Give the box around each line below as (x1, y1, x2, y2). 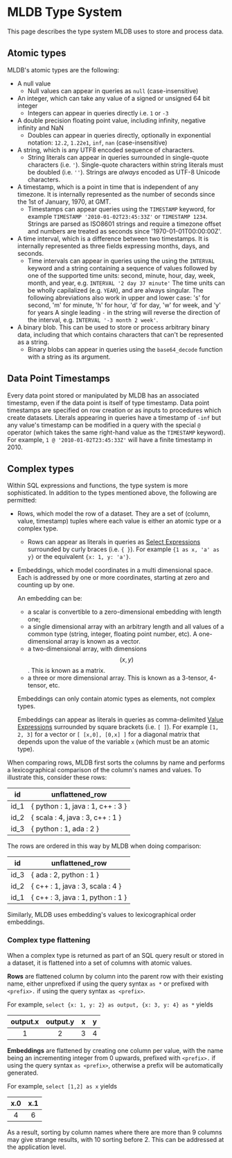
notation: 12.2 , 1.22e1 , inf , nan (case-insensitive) (27, 138, 168, 147)
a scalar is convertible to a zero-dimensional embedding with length (27, 607, 222, 616)
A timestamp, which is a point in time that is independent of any (17, 182, 199, 191)
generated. (7, 1068, 39, 1077)
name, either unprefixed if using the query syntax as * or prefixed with (7, 979, 209, 988)
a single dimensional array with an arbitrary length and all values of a (27, 623, 224, 631)
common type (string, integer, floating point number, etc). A (27, 630, 197, 638)
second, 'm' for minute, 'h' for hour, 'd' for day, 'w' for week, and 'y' (27, 300, 222, 309)
